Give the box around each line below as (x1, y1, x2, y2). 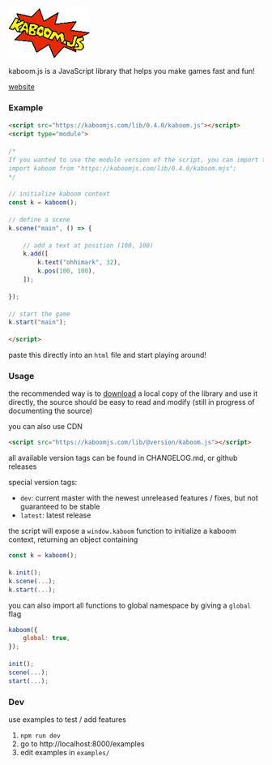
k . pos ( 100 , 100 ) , (37, 267, 96, 275)
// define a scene (8, 215, 70, 224)
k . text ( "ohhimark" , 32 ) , (37, 259, 121, 267)
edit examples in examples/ (19, 748, 110, 758)
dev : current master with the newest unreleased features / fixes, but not (19, 493, 259, 503)
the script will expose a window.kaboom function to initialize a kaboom (8, 526, 236, 536)
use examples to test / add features (8, 715, 127, 724)
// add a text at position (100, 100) (23, 241, 154, 250)
